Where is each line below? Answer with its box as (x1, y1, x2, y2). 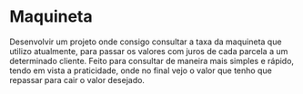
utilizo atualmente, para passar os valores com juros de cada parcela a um (9, 45, 288, 56)
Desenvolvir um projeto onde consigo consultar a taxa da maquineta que (9, 36, 282, 47)
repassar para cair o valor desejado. (9, 74, 146, 85)
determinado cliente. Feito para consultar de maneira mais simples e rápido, (9, 55, 294, 66)
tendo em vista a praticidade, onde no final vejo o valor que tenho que (9, 65, 273, 76)
